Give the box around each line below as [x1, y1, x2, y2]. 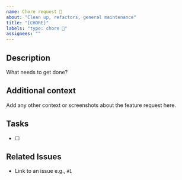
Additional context [6, 86, 76, 96]
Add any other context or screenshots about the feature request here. [6, 102, 177, 109]
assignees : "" [6, 31, 41, 37]
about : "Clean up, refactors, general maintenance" [6, 14, 136, 20]
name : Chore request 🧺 [6, 8, 62, 15]
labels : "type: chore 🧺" [6, 25, 68, 31]
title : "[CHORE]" [6, 20, 49, 26]
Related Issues [6, 151, 62, 162]
